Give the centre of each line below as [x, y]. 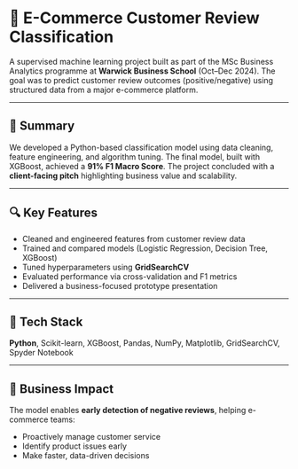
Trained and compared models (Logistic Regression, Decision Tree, [145, 248]
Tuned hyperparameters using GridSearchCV [106, 267]
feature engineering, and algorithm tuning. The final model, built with [134, 156]
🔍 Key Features [53, 213]
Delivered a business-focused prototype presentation [120, 285]
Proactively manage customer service [91, 437]
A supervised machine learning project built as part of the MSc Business [141, 61]
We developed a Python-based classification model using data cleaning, [141, 147]
